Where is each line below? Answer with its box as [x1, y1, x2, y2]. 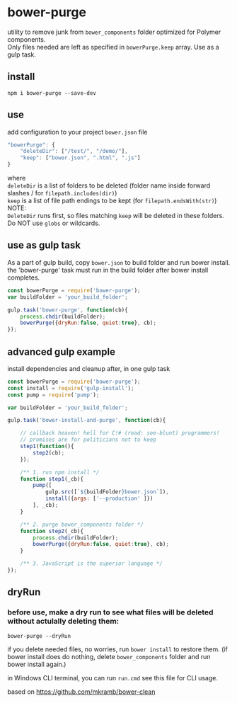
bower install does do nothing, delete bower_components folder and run [7, 652, 211, 661]
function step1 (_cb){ [20, 475, 83, 482]
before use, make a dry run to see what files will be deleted [7, 607, 214, 617]
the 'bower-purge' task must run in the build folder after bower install [7, 265, 209, 274]
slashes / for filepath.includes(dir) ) [7, 189, 117, 198]
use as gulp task [7, 239, 81, 251]
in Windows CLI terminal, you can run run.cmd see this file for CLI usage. [7, 673, 218, 682]
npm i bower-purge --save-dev [7, 89, 97, 96]
